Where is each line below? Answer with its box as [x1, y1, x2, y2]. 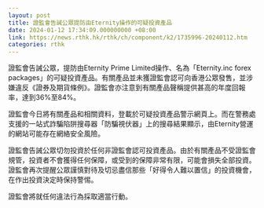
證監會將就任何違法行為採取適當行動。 [8, 192, 132, 201]
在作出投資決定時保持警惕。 [8, 175, 98, 184]
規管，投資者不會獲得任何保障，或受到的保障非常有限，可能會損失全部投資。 [8, 155, 256, 165]
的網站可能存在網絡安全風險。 [8, 129, 104, 138]
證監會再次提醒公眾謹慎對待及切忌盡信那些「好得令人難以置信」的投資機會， [8, 166, 256, 175]
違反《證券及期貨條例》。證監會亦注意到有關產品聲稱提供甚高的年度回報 [14, 83, 246, 93]
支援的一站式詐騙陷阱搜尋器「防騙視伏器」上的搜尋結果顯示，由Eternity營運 [8, 119, 254, 129]
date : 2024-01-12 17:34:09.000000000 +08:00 [8, 26, 156, 34]
